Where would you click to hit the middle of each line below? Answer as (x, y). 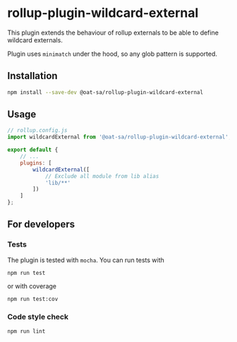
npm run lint (26, 331)
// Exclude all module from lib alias (102, 176)
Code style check (38, 317)
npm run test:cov (33, 299)
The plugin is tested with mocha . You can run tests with (86, 260)
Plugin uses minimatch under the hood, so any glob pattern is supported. (112, 54)
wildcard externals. (35, 40)
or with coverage (32, 286)
